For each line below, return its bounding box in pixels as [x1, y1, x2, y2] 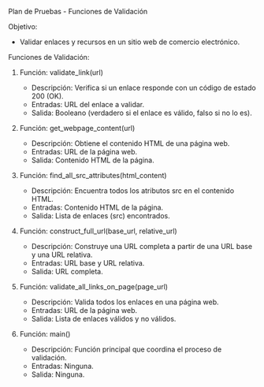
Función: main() [19, 329, 71, 338]
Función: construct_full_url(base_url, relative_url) [19, 226, 177, 236]
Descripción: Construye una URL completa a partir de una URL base [31, 242, 253, 251]
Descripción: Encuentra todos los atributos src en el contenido [31, 186, 235, 195]
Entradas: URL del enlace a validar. [31, 100, 145, 109]
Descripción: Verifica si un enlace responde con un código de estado [31, 83, 256, 92]
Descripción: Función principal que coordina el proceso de [31, 344, 222, 354]
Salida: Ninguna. [31, 370, 85, 379]
